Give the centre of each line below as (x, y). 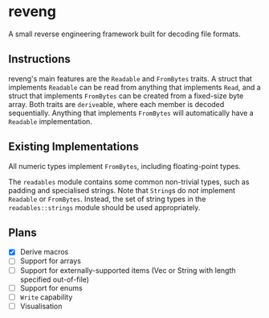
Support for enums (51, 287)
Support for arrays (51, 261)
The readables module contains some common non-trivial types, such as (129, 182)
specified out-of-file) (55, 279)
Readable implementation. (50, 121)
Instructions (39, 59)
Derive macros (44, 252)
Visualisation (41, 306)
